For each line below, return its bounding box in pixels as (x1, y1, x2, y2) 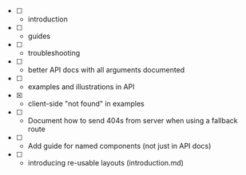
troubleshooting (27, 49, 81, 57)
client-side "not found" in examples (27, 99, 145, 108)
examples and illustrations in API (27, 82, 135, 91)
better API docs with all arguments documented (27, 65, 185, 74)
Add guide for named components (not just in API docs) (27, 142, 212, 150)
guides (27, 31, 50, 41)
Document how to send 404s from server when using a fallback (27, 116, 238, 125)
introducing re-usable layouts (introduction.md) (27, 158, 184, 167)
